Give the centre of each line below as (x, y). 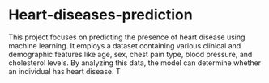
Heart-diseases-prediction (100, 15)
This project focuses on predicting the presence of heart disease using (127, 37)
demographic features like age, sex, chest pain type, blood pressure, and (130, 54)
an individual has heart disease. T (64, 71)
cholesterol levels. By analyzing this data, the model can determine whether (135, 63)
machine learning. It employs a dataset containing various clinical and (125, 45)
